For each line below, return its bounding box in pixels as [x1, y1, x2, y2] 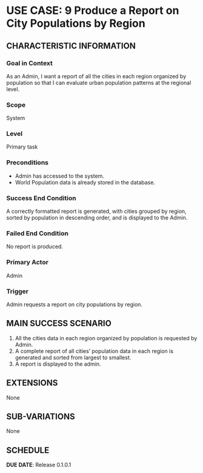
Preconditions [6, 158, 49, 167]
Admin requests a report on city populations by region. [6, 301, 143, 308]
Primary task [6, 143, 38, 150]
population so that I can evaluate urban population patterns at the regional [6, 79, 191, 86]
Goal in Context [6, 59, 53, 67]
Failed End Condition [6, 229, 68, 237]
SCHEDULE [6, 445, 50, 455]
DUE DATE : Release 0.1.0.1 [6, 461, 72, 469]
